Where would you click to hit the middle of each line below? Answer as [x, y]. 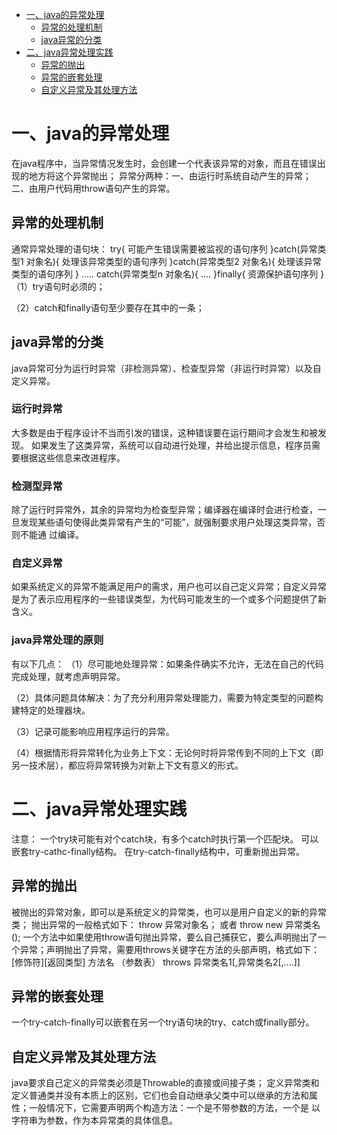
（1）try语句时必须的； [58, 286]
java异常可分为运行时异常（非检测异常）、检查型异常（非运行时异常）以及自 [166, 368]
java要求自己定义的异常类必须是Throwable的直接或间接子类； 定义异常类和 [165, 1083]
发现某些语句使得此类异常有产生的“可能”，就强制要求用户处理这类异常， [168, 522]
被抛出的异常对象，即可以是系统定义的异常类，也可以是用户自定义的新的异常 [169, 912]
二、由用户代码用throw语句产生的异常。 [93, 188]
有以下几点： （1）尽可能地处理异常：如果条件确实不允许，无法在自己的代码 [167, 664]
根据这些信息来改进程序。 [72, 457]
